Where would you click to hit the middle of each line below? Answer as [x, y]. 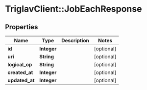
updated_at [21, 80]
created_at [20, 72]
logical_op [20, 64]
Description [75, 41]
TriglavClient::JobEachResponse [73, 9]
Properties [22, 27]
